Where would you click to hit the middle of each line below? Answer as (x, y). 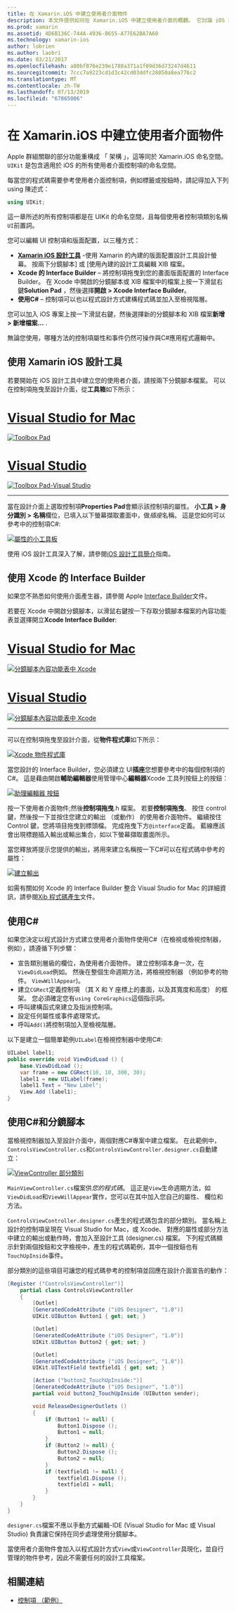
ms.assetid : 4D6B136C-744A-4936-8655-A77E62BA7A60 (83, 33)
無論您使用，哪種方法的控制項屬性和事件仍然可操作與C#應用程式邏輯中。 (113, 337)
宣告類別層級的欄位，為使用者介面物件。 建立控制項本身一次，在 (111, 963)
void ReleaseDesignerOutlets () (80, 1406)
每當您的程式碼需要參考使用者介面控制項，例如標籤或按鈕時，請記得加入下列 (118, 180)
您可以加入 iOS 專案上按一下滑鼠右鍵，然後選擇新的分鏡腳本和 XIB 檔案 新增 (116, 314)
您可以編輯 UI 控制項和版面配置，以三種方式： (74, 240)
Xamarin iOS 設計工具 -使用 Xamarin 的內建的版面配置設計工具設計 (114, 255)
